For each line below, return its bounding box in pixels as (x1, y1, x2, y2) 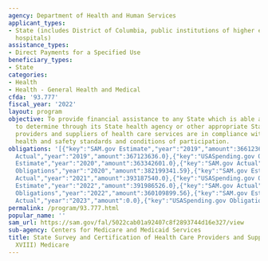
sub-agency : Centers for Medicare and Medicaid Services (8, 226, 202, 235)
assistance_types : (8, 41, 69, 49)
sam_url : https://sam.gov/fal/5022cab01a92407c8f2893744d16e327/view (8, 219, 245, 227)
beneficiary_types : (8, 56, 73, 64)
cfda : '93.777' (8, 93, 59, 101)
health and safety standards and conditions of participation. (15, 137, 230, 146)
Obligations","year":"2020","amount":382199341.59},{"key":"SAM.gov (15, 167, 248, 175)
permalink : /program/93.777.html (8, 204, 120, 212)
